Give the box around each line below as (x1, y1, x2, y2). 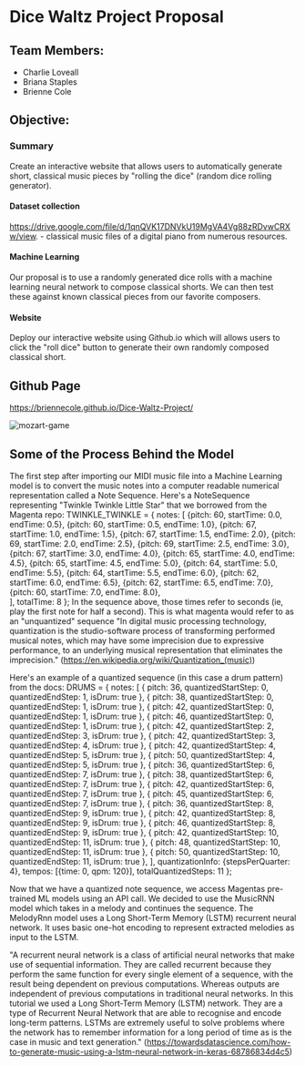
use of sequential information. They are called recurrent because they (9, 958, 271, 969)
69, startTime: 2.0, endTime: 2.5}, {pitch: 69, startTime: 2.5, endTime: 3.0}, (9, 538, 290, 548)
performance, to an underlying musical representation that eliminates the (9, 644, 283, 655)
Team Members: (9, 43, 105, 58)
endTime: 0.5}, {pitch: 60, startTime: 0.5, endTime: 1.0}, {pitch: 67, (9, 518, 258, 529)
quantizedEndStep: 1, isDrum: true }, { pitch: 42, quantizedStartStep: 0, (9, 701, 275, 712)
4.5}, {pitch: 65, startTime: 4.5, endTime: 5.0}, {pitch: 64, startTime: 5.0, (9, 558, 278, 569)
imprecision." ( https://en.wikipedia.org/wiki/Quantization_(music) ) (9, 654, 256, 665)
